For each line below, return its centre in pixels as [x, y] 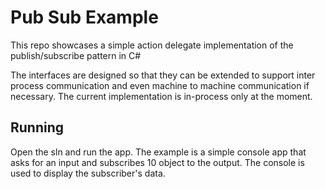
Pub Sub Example [84, 17]
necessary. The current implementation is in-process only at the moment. [161, 96]
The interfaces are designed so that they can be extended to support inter [163, 75]
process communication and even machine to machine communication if [160, 85]
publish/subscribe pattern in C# [76, 55]
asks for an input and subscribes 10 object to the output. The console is [157, 162]
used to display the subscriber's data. [88, 173]
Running [37, 127]
